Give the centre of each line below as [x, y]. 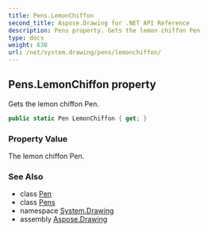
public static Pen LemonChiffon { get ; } [78, 118]
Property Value [38, 138]
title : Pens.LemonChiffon [51, 15]
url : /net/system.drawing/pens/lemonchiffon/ [85, 52]
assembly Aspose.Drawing [64, 219]
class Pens [37, 203]
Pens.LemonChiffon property [82, 85]
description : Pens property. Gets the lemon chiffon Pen [104, 30]
